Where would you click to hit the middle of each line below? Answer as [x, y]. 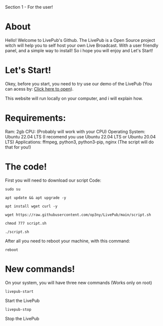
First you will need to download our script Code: [53, 180]
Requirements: [36, 118]
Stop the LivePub [22, 318]
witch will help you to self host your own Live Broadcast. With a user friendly [82, 45]
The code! [26, 167]
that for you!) [18, 147]
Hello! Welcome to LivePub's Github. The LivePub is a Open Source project [80, 40]
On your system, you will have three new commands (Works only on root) [79, 283]
